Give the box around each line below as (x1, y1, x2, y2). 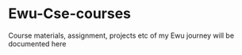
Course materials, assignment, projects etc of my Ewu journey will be (8, 31, 235, 40)
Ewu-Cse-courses (8, 5, 132, 23)
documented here (8, 38, 67, 48)
